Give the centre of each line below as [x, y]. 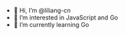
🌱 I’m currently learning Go [51, 25]
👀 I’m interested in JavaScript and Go [66, 17]
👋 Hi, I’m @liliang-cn [42, 10]
